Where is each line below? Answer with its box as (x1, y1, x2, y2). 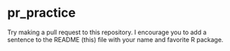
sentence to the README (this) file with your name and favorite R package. (7, 35, 224, 43)
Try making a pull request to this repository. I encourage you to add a (7, 28, 207, 36)
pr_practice (7, 5, 76, 21)
